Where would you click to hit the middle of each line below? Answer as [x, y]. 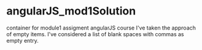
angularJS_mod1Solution [71, 11]
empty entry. [22, 40]
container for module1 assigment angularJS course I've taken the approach [101, 28]
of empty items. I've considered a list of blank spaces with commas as [95, 34]
